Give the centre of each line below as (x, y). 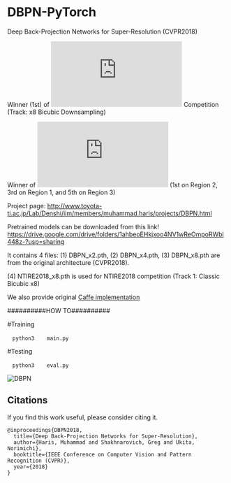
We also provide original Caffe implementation (74, 297)
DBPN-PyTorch (52, 12)
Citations (28, 400)
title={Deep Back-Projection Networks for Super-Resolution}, (106, 436)
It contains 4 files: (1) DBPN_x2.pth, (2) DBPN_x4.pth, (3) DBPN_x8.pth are (114, 255)
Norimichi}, (24, 448)
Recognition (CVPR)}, (39, 461)
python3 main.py (40, 338)
